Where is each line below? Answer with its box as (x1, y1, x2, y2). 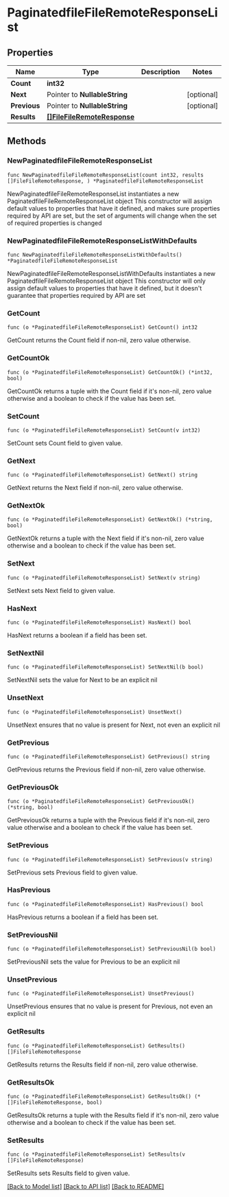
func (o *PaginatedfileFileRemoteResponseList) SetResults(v (7, 1151, 186, 1158)
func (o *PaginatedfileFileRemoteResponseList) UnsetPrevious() (7, 990, 195, 997)
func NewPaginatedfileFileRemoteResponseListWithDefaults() (7, 251, 183, 258)
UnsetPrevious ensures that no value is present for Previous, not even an (7, 1002, 213, 1010)
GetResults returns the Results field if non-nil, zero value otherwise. (7, 1060, 198, 1069)
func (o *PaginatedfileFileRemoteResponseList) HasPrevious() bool (7, 900, 204, 907)
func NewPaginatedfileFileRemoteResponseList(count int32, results (7, 172, 204, 178)
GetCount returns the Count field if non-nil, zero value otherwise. (7, 336, 191, 345)
